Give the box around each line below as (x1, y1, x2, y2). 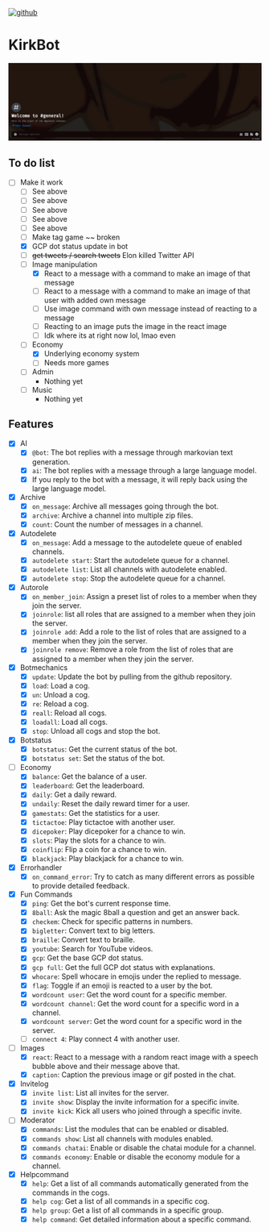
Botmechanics (19, 662, 68, 672)
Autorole (19, 583, 49, 593)
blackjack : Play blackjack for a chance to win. (31, 853, 184, 863)
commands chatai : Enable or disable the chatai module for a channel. (31, 1143, 256, 1152)
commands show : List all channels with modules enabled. (31, 1134, 214, 1143)
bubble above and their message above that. (31, 1061, 180, 1072)
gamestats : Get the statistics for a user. (31, 808, 161, 818)
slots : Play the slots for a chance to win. (31, 835, 166, 845)
